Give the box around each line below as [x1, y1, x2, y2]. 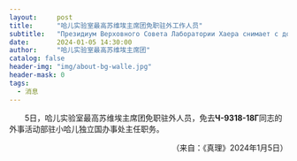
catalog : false [9, 54, 65, 63]
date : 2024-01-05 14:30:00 [9, 37, 133, 47]
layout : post [9, 12, 73, 22]
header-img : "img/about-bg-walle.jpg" [9, 63, 152, 72]
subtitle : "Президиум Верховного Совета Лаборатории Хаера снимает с [9, 29, 278, 38]
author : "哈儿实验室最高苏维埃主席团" [9, 46, 150, 55]
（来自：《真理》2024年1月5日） [171, 142, 288, 153]
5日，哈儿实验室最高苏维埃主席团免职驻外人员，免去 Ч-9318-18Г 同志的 [25, 112, 283, 123]
